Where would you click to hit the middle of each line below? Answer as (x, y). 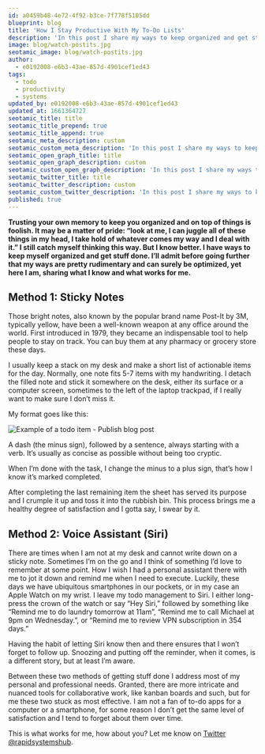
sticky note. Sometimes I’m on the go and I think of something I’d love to (125, 562)
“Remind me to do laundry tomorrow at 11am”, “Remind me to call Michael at (131, 612)
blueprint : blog (35, 23)
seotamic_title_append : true (56, 133)
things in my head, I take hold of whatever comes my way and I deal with (129, 239)
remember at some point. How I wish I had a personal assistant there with (127, 570)
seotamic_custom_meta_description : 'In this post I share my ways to (125, 148)
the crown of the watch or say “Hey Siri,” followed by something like (138, 604)
